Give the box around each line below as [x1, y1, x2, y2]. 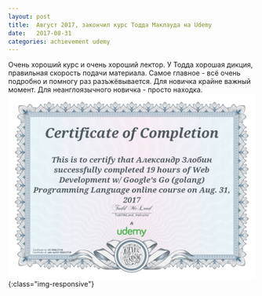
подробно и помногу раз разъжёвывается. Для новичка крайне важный [8, 77, 251, 86]
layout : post [8, 13, 51, 20]
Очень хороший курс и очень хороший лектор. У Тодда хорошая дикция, [8, 60, 253, 70]
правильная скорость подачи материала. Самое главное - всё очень [8, 68, 241, 78]
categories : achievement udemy [8, 38, 111, 46]
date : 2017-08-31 [8, 29, 72, 37]
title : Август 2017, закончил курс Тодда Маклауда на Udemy [8, 20, 213, 29]
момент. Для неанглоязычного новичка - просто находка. [8, 85, 203, 94]
